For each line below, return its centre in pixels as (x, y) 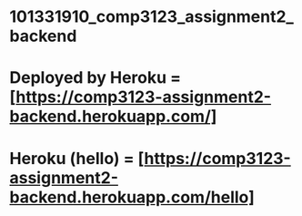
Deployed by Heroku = (96, 78)
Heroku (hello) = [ (77, 158)
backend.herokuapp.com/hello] (132, 197)
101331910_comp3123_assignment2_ (151, 17)
